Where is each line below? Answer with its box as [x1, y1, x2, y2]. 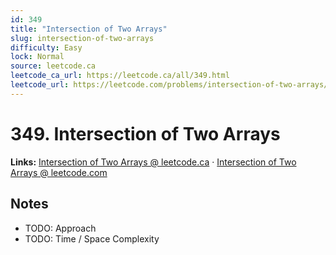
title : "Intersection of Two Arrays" [10, 24, 168, 34]
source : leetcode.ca [10, 61, 97, 71]
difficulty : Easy [10, 42, 83, 53]
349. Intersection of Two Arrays [10, 122, 281, 145]
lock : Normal [10, 52, 65, 62]
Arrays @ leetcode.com [10, 166, 108, 178]
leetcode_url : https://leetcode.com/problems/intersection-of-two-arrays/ [10, 80, 329, 90]
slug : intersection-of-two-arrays [10, 33, 155, 43]
